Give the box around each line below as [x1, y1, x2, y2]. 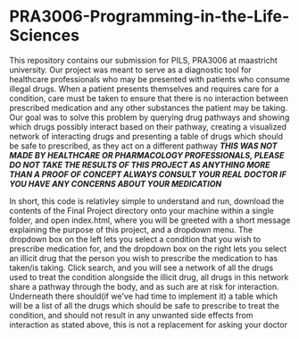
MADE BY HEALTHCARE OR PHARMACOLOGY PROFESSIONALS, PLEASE [9, 149, 285, 160]
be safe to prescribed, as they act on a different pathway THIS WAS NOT [9, 140, 278, 151]
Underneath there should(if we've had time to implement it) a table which [9, 291, 278, 301]
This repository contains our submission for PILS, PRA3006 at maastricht [9, 55, 278, 65]
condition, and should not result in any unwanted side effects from [9, 309, 253, 320]
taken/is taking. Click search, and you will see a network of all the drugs [9, 262, 274, 273]
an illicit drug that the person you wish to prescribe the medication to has [9, 252, 278, 263]
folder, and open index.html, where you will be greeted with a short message [9, 215, 291, 225]
